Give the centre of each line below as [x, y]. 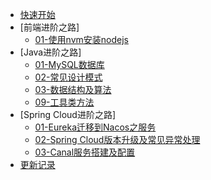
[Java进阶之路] [50, 52]
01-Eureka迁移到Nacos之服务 [95, 127]
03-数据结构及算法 [73, 89]
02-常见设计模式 [68, 77]
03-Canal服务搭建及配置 [85, 152]
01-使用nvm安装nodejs [81, 39]
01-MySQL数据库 [69, 64]
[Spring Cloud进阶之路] [68, 114]
